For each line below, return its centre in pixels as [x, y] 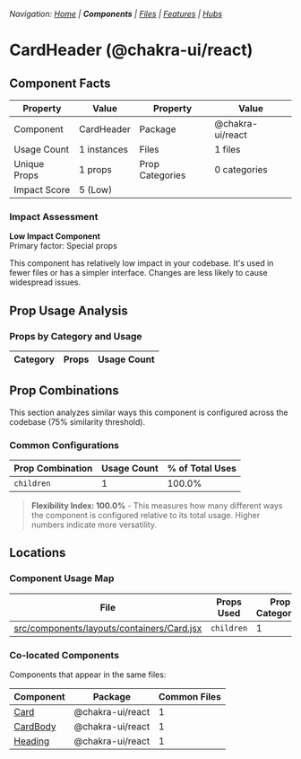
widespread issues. [45, 282]
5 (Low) [96, 190]
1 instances [103, 150]
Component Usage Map [62, 578]
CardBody [35, 727]
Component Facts [60, 83]
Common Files [189, 697]
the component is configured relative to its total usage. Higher [146, 516]
